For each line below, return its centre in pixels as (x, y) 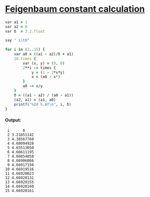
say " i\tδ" (17, 40)
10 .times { (25, 58)
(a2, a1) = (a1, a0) (35, 100)
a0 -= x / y (33, 86)
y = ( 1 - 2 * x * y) (48, 72)
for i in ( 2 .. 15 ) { (25, 50)
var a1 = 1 (16, 22)
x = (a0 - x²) (46, 77)
